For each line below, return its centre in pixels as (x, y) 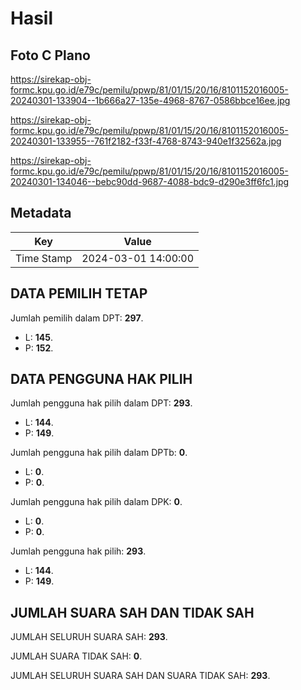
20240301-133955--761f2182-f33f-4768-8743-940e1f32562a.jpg (146, 141)
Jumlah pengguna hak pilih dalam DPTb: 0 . (99, 453)
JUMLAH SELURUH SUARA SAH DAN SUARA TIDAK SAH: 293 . (140, 676)
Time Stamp (44, 258)
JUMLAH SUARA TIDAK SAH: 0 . (76, 656)
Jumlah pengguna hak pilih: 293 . (78, 551)
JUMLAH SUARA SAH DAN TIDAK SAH (132, 612)
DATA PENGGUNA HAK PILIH (101, 379)
